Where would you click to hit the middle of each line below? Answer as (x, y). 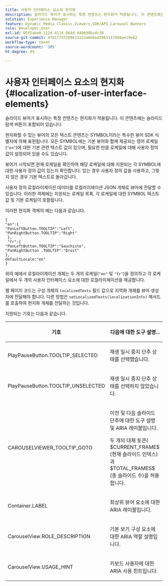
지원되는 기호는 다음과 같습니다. (36, 314)
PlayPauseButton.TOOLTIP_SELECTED (53, 355)
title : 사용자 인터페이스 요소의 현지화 (40, 10)
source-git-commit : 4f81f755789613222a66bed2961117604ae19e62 (71, 38)
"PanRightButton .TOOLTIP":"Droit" (42, 251)
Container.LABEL (28, 506)
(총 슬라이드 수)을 (129, 476)
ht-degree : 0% (20, 51)
